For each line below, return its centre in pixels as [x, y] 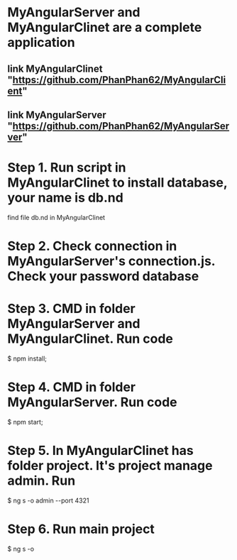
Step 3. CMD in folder [72, 309]
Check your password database [103, 276]
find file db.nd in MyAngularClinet [56, 217]
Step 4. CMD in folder [72, 387]
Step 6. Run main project [81, 529]
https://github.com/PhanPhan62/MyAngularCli [119, 80]
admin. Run [42, 481]
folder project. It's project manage [110, 466]
